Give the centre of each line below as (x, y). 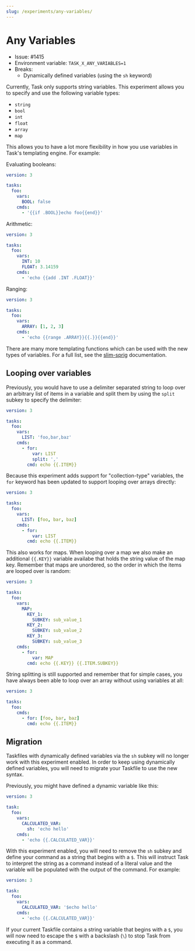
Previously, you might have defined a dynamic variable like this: (82, 786)
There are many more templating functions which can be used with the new (97, 348)
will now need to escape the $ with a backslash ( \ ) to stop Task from (88, 935)
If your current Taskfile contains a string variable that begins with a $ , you (94, 929)
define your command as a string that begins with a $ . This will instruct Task (97, 857)
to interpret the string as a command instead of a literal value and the (89, 863)
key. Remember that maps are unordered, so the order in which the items (94, 565)
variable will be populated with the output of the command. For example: (93, 870)
